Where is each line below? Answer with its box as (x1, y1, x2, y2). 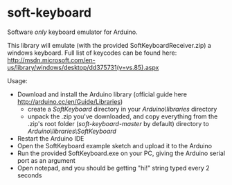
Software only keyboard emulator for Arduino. (7, 28, 139, 36)
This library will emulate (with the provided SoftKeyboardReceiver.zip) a (7, 41, 211, 49)
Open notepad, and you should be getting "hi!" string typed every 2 (17, 164, 210, 172)
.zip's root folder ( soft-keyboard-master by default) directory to (27, 119, 209, 127)
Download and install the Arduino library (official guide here (17, 90, 187, 98)
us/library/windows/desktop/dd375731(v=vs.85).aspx (7, 63, 159, 71)
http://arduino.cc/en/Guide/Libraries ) (17, 97, 123, 105)
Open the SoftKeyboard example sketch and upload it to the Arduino (17, 141, 213, 150)
